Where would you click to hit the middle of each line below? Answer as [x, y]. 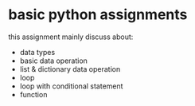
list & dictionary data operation [70, 69]
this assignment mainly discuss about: [71, 37]
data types [37, 52]
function [33, 94]
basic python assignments [98, 15]
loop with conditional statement [71, 86]
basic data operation [53, 61]
